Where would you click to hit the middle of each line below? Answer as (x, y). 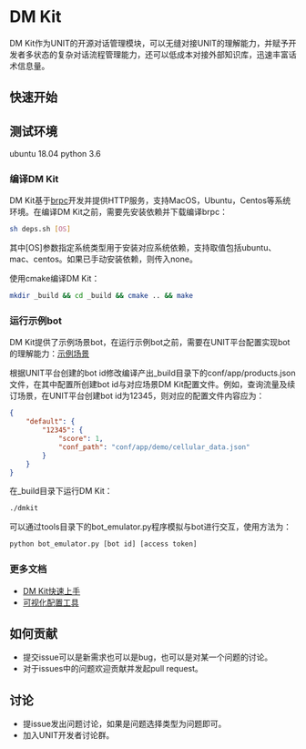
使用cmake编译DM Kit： (55, 279)
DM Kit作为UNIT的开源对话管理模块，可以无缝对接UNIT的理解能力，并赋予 (149, 43)
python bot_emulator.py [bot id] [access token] (103, 544)
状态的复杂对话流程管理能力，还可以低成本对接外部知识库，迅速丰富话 (165, 54)
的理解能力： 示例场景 (49, 354)
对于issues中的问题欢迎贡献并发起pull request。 (112, 669)
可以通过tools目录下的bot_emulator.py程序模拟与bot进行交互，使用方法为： (150, 527)
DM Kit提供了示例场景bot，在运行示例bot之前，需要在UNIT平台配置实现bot (150, 343)
